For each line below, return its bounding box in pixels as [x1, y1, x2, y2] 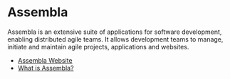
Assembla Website [17, 56, 73, 64]
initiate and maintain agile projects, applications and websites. [7, 42, 189, 51]
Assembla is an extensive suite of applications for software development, [7, 28, 222, 36]
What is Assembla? [17, 63, 74, 72]
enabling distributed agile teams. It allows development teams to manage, [7, 35, 224, 43]
